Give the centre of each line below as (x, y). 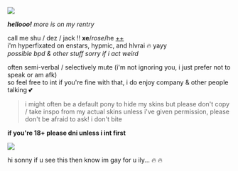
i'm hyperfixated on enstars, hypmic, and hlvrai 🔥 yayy (87, 45)
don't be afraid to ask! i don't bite (74, 119)
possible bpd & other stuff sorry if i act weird (73, 54)
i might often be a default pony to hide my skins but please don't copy (127, 104)
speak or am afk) (32, 75)
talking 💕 (20, 90)
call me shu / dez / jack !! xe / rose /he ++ (66, 38)
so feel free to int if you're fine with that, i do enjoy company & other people (118, 82)
